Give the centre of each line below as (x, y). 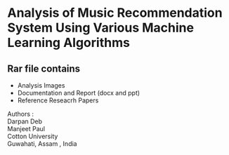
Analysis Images (41, 85)
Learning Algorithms (68, 43)
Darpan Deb (25, 121)
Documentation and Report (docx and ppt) (79, 93)
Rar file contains (44, 68)
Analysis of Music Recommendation (115, 13)
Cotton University (33, 136)
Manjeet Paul (26, 129)
